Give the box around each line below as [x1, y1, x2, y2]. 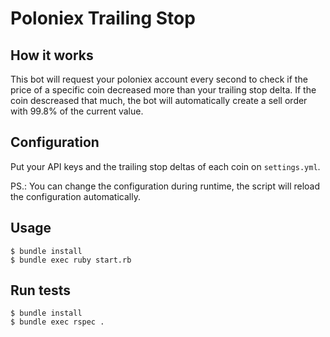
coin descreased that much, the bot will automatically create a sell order [10, 95, 308, 106]
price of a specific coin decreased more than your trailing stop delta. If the [10, 84, 317, 96]
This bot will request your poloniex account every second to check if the [10, 73, 308, 85]
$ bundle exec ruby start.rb [10, 255, 132, 265]
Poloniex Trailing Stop [10, 7, 196, 30]
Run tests [10, 282, 71, 299]
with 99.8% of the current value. [10, 105, 144, 117]
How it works [10, 47, 94, 64]
